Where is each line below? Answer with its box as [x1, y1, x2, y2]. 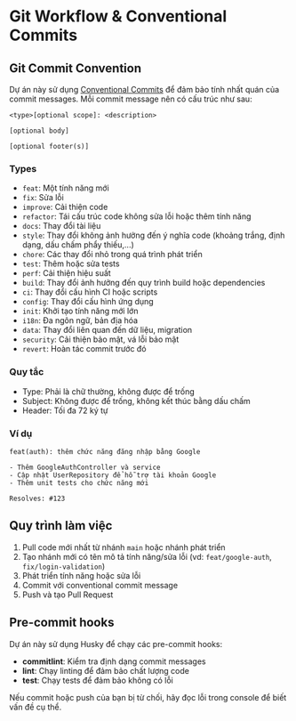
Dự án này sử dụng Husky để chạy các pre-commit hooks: [9, 638, 223, 649]
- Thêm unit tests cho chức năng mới [9, 478, 149, 487]
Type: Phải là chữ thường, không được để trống [21, 385, 196, 397]
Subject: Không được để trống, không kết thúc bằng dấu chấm [21, 395, 251, 406]
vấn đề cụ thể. [9, 701, 62, 712]
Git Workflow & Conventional [9, 6, 228, 27]
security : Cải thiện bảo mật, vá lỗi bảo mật [21, 334, 180, 344]
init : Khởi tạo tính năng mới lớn [21, 305, 139, 317]
